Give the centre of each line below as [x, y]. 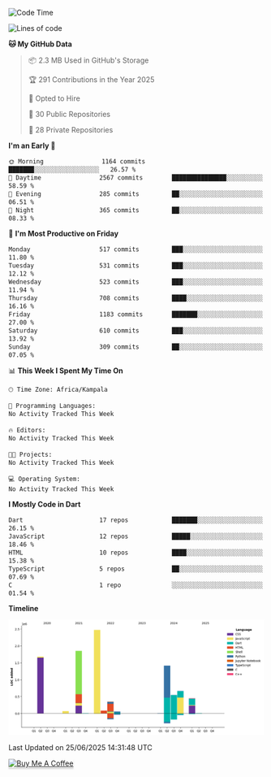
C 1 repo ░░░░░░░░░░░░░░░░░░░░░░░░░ [136, 585]
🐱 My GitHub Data [41, 44]
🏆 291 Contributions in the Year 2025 [91, 80]
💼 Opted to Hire [54, 98]
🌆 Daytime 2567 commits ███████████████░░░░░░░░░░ [136, 178]
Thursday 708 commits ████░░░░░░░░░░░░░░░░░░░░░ [136, 298]
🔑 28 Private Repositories [71, 130]
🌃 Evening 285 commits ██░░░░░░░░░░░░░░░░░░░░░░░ [136, 194]
